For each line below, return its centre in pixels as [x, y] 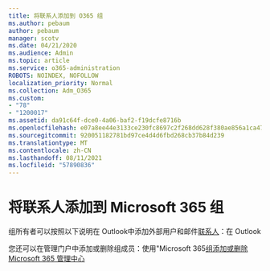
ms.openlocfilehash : [43, 128]
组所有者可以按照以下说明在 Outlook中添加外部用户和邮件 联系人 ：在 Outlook [135, 232]
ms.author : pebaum [39, 23]
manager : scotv [34, 38]
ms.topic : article [39, 61]
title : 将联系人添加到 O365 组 [56, 16]
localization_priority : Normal [61, 83]
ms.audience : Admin [41, 53]
